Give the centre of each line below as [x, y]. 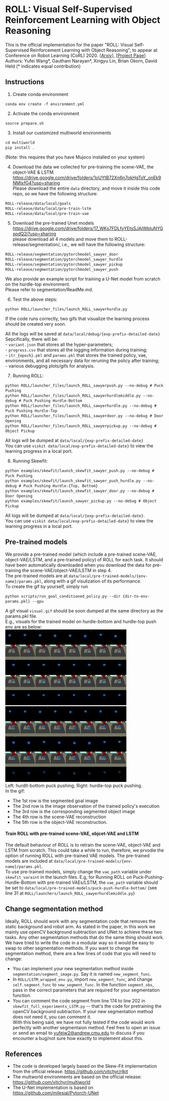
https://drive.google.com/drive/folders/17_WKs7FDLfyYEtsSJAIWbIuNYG [88, 228]
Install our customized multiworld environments [62, 133]
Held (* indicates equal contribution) [43, 66]
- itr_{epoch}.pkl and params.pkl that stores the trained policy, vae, [76, 355]
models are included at [29, 861]
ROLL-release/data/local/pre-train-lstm [48, 208]
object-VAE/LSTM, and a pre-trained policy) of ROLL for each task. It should [84, 559]
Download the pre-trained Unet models [53, 223]
